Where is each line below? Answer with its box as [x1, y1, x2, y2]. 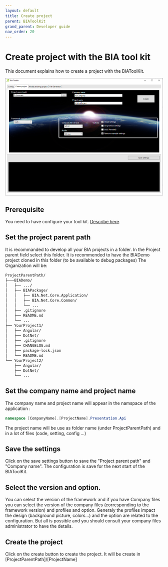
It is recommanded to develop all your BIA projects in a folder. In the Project [5, 246, 161, 252]
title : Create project [5, 13, 52, 19]
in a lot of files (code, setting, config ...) [5, 430, 86, 436]
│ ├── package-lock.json [5, 348, 61, 353]
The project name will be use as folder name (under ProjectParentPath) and [5, 424, 161, 431]
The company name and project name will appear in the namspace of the [5, 400, 156, 406]
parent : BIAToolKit [5, 19, 46, 24]
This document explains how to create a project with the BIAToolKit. [5, 68, 144, 74]
